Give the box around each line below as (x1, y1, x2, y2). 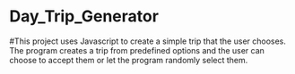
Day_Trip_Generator (9, 6, 160, 27)
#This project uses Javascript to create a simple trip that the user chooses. (9, 36, 287, 46)
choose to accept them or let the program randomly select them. (9, 54, 248, 65)
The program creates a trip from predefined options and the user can (9, 45, 265, 55)
